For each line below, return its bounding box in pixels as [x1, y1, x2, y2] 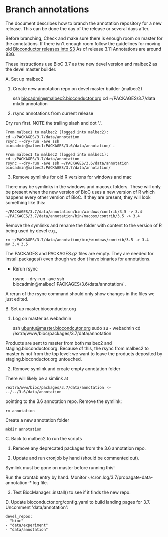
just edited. [5, 296, 29, 302]
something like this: [5, 199, 46, 205]
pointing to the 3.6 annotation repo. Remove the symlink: [5, 398, 122, 405]
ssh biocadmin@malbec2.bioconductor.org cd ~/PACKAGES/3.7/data [12, 95, 155, 101]
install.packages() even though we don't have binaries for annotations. [5, 256, 151, 262]
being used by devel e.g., [5, 227, 58, 234]
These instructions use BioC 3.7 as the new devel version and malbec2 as [5, 61, 158, 67]
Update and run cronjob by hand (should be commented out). [12, 455, 140, 461]
